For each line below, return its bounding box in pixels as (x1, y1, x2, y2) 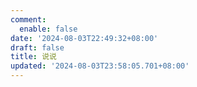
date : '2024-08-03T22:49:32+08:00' (10, 33, 159, 43)
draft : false (10, 42, 65, 53)
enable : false (19, 24, 78, 34)
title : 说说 (10, 52, 57, 62)
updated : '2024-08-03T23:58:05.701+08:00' (10, 61, 190, 71)
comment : (10, 14, 47, 25)
